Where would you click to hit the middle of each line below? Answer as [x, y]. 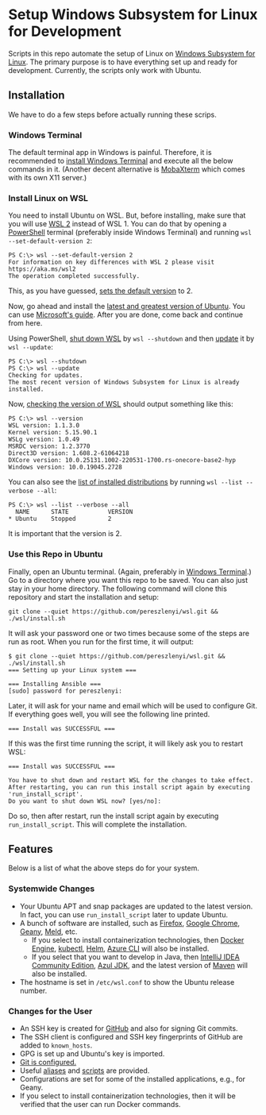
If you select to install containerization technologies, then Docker [138, 939]
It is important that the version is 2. [65, 534]
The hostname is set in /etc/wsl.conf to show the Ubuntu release [127, 982]
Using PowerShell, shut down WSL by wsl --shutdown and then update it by [131, 338]
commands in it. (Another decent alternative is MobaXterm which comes [127, 169]
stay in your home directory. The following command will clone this [118, 588]
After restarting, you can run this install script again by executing [129, 787]
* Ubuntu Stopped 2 [60, 519]
